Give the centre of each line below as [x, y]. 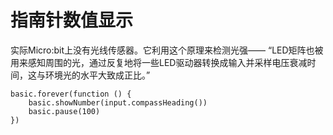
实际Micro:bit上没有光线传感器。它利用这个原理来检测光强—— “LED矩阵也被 [167, 50]
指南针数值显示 [72, 20]
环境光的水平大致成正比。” [97, 75]
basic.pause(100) [64, 111]
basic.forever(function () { [71, 94]
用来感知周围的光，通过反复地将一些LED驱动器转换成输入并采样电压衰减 [159, 62]
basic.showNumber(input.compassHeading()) [118, 102]
